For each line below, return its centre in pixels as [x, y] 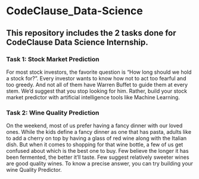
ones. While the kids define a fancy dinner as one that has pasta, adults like [99, 132]
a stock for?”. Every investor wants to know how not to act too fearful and [96, 78]
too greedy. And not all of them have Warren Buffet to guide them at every [97, 84]
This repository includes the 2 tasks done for [91, 33]
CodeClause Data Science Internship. [77, 42]
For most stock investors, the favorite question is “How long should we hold [99, 72]
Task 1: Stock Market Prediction [53, 59]
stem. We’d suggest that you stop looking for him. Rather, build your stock [97, 91]
